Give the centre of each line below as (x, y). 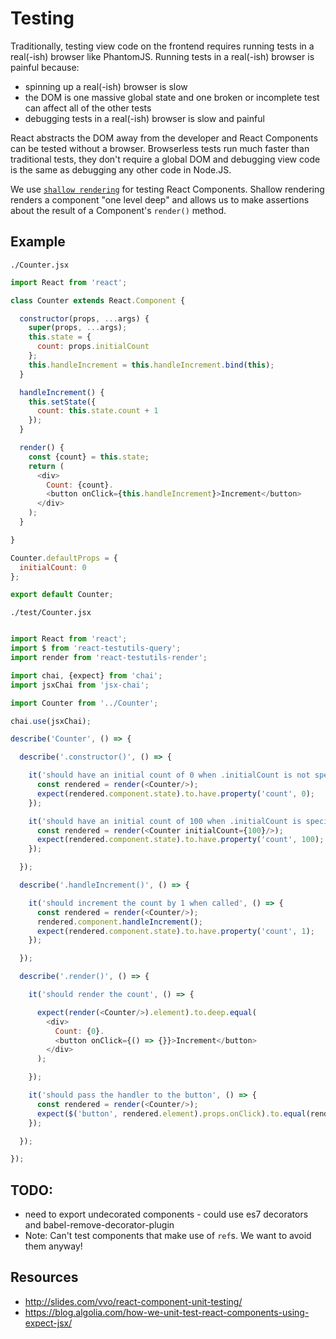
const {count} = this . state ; (89, 457)
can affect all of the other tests (88, 108)
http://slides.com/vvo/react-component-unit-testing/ (133, 1301)
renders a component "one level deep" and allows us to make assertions (160, 199)
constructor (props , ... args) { (84, 318)
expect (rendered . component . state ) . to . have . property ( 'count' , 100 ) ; (180, 840)
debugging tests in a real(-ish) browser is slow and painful (144, 118)
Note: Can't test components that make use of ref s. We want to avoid (168, 1236)
